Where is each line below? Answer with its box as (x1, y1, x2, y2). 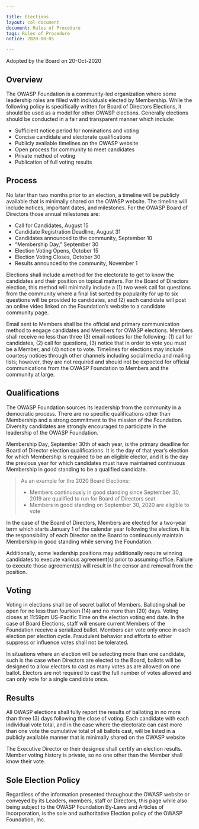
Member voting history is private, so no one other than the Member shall (6, 751, 183, 759)
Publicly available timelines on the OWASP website (14, 139, 139, 146)
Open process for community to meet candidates (14, 146, 135, 153)
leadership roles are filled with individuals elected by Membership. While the (6, 96, 192, 104)
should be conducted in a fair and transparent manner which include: (6, 115, 175, 122)
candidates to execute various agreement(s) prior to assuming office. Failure (6, 556, 193, 563)
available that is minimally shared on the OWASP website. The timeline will (6, 197, 187, 205)
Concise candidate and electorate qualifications (14, 133, 131, 140)
